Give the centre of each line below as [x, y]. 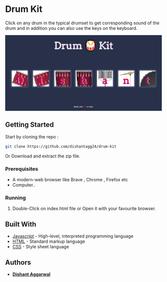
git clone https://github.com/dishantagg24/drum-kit [61, 146]
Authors [18, 262]
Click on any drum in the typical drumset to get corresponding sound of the [83, 23]
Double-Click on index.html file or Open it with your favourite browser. [84, 209]
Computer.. [24, 185]
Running [16, 198]
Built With [21, 224]
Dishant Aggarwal [31, 274]
